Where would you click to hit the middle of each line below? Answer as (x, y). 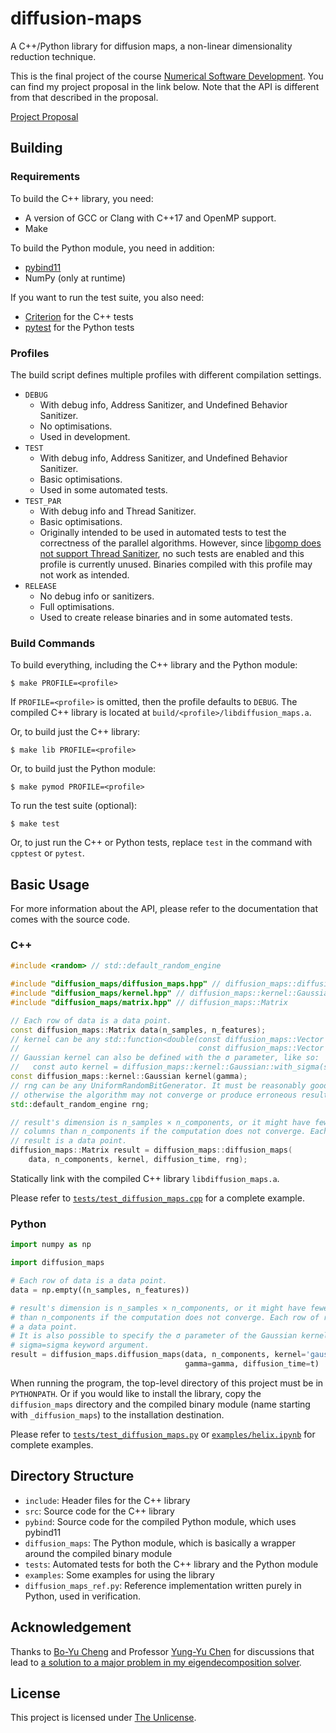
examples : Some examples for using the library (119, 1574)
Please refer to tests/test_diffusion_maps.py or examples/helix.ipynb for (163, 1434)
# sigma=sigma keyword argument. (80, 1345)
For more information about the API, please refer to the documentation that (164, 909)
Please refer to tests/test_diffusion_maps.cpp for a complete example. (157, 1198)
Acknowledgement (71, 1627)
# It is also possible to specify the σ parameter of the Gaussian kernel (169, 1336)
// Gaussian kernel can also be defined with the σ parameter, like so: (165, 1058)
